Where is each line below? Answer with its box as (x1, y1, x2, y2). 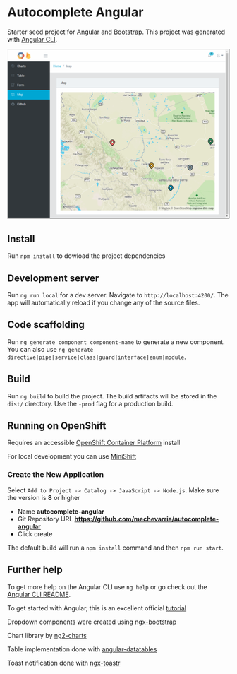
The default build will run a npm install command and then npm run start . (7, 543, 224, 552)
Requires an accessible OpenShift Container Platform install (7, 439, 181, 447)
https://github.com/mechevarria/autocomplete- (74, 514, 219, 523)
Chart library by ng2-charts (7, 631, 87, 639)
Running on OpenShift (7, 420, 107, 432)
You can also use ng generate (7, 345, 94, 353)
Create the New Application (7, 470, 104, 480)
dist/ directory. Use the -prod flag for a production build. (7, 399, 174, 408)
